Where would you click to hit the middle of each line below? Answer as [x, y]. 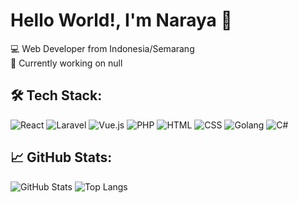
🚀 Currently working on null [66, 63]
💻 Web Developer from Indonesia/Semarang [102, 48]
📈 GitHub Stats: [61, 157]
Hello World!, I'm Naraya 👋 [121, 20]
